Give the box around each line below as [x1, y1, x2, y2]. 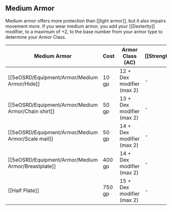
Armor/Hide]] [8, 80, 40, 87]
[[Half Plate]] [8, 186, 39, 194]
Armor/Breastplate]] [8, 162, 56, 170]
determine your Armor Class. [5, 34, 67, 40]
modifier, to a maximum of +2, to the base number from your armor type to [5, 28, 163, 35]
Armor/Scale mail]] [8, 135, 54, 142]
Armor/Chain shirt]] [8, 107, 55, 114]
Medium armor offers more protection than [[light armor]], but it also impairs [5, 17, 166, 24]
